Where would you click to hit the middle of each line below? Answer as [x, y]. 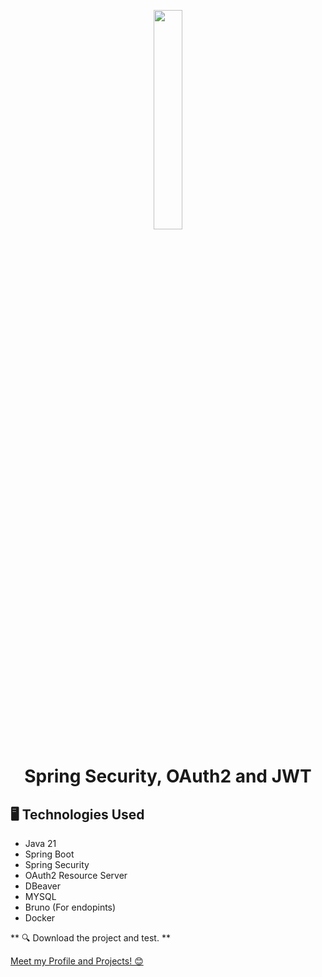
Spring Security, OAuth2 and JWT [168, 776]
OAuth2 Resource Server [76, 875]
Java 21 [40, 843]
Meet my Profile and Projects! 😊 [77, 961]
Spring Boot [49, 854]
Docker [40, 918]
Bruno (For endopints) [70, 907]
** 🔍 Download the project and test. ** [90, 938]
